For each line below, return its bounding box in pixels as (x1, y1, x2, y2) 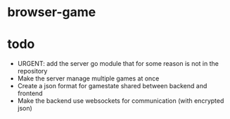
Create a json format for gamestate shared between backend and (17, 82, 207, 90)
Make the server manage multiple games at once (17, 74, 160, 83)
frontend (17, 89, 44, 98)
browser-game (7, 4, 96, 20)
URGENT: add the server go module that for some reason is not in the (17, 59, 219, 68)
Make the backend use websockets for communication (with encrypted (17, 97, 224, 105)
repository (17, 67, 48, 76)
